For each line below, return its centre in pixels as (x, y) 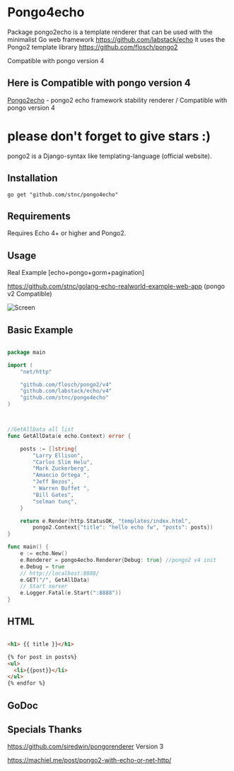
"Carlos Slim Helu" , (63, 462)
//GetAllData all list (41, 429)
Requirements (39, 216)
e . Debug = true (42, 567)
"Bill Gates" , (53, 495)
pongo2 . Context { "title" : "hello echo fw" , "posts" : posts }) (123, 528)
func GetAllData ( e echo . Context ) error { (69, 436)
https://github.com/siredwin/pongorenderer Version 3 (86, 747)
